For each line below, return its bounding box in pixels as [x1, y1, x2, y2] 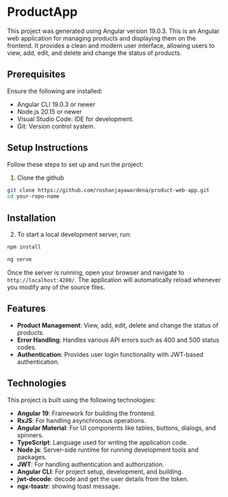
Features [7, 303, 46, 314]
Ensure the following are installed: [7, 86, 103, 95]
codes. [16, 343, 37, 351]
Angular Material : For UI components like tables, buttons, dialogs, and [16, 424, 216, 432]
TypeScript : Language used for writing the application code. [16, 438, 188, 446]
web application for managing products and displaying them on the [7, 34, 197, 42]
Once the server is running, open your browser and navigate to [7, 268, 185, 277]
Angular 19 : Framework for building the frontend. [16, 409, 156, 417]
